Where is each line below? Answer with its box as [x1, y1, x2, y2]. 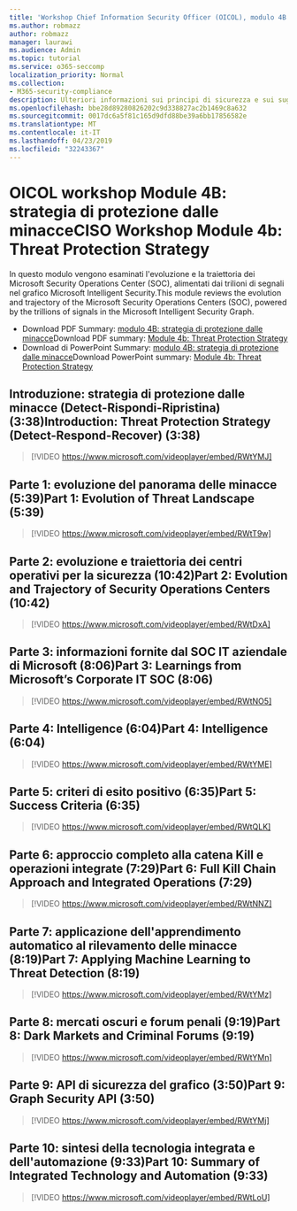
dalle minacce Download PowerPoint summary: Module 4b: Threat [21, 351, 263, 362]
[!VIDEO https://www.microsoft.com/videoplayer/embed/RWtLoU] [30, 1192, 270, 1202]
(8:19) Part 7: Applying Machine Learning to [9, 952, 251, 967]
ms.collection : [9, 79, 65, 88]
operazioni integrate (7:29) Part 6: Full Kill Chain [9, 860, 277, 876]
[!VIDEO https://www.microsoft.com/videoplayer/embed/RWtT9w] [30, 528, 271, 539]
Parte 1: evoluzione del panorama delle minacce [9, 477, 278, 492]
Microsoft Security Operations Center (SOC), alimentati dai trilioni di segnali [9, 278, 285, 289]
